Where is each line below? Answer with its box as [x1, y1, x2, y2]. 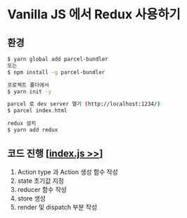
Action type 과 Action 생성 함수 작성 [17, 167, 118, 176]
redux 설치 [7, 120, 37, 127]
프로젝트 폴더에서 [7, 82, 49, 89]
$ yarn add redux [7, 127, 58, 134]
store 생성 [17, 194, 46, 203]
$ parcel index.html [7, 107, 68, 115]
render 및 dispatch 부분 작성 [17, 203, 98, 211]
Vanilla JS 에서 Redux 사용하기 [7, 6, 181, 23]
